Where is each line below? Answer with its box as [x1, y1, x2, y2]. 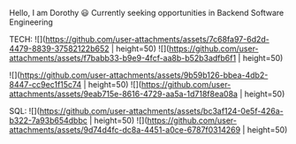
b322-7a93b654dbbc [9, 115, 88, 125]
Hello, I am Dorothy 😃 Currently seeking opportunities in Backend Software [9, 8, 285, 18]
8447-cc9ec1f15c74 [9, 80, 82, 89]
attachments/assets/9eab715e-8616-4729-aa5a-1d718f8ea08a [9, 88, 239, 99]
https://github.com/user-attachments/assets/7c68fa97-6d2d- [45, 34, 269, 44]
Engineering [9, 17, 53, 27]
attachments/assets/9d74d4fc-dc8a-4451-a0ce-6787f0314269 [9, 125, 241, 135]
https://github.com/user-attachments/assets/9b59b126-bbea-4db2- [19, 70, 269, 80]
